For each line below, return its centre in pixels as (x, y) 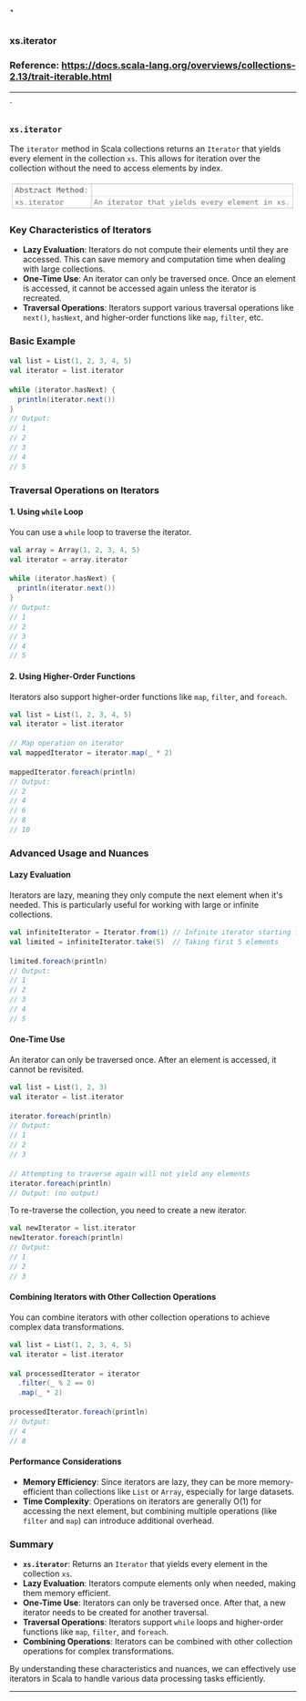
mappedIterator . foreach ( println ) (73, 772)
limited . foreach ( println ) (58, 961)
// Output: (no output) (55, 1193)
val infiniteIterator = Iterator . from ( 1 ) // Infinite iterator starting (150, 933)
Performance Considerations (66, 1461)
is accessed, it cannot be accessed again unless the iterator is (139, 288)
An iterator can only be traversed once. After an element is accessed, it (143, 1059)
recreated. (42, 298)
